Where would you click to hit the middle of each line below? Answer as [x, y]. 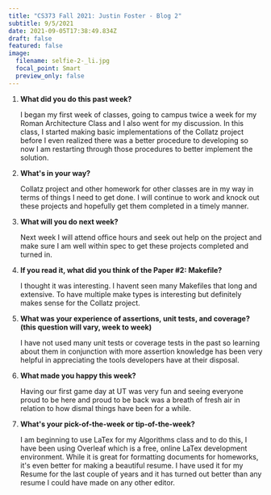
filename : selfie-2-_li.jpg [63, 61]
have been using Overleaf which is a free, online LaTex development [133, 448]
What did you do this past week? [76, 99]
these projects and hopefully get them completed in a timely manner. [134, 206]
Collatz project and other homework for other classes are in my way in [137, 189]
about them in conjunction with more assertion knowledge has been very [141, 351]
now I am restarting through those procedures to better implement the [136, 149]
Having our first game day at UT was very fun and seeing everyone [131, 391]
